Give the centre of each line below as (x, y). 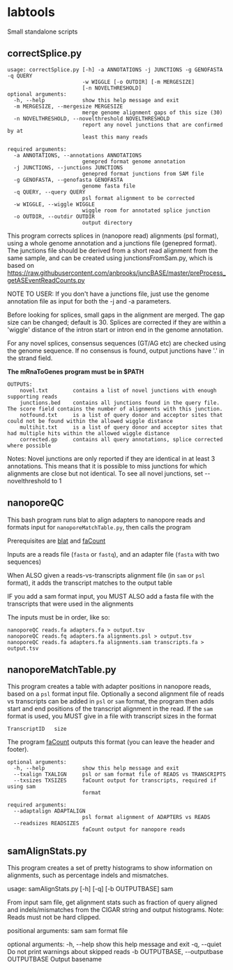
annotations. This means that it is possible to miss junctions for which (107, 466)
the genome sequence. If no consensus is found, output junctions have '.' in (116, 350)
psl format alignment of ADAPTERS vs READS (146, 818)
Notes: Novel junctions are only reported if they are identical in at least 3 (111, 458)
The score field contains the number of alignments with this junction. (115, 409)
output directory (107, 222)
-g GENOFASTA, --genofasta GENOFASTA (68, 180)
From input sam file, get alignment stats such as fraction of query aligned (112, 902)
